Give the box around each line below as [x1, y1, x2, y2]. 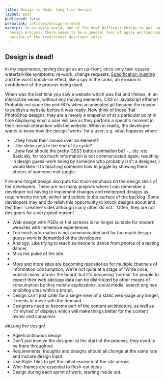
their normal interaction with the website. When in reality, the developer [5, 123, 150, 128]
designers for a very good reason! [5, 210, 74, 216]
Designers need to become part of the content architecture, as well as [12, 303, 154, 309]
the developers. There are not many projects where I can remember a [5, 183, 146, 190]
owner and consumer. [12, 313, 56, 319]
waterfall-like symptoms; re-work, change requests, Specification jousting [5, 71, 155, 77]
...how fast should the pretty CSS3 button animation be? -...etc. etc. [12, 148, 149, 154]
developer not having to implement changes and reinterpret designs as [5, 189, 149, 194]
